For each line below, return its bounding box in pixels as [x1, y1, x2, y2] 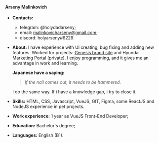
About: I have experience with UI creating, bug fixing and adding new [12, 44, 155, 50]
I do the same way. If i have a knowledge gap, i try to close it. [12, 89, 137, 95]
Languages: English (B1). [12, 132, 64, 138]
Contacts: [12, 15, 34, 21]
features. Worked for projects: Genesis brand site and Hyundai [12, 50, 140, 56]
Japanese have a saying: [12, 70, 65, 76]
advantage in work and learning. [12, 60, 78, 66]
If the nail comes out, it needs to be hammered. [24, 79, 121, 85]
